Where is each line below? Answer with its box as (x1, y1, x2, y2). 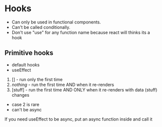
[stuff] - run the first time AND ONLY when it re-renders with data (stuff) (11, 86, 158, 93)
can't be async (11, 106, 42, 112)
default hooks (11, 62, 40, 67)
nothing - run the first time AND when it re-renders (11, 82, 115, 87)
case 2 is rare (11, 101, 40, 107)
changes (11, 92, 30, 98)
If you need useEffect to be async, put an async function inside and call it (4, 116, 153, 122)
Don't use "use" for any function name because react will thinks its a (11, 29, 150, 35)
